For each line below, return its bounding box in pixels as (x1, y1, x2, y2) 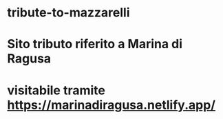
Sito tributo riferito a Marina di (7, 36, 183, 52)
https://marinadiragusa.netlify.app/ (7, 97, 215, 113)
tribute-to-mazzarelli (7, 5, 130, 21)
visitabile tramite (7, 83, 105, 98)
